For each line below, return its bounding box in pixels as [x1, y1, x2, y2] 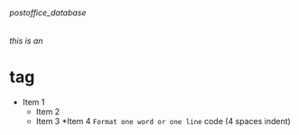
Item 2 [35, 106, 61, 117]
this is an [9, 35, 43, 46]
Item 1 [22, 96, 45, 107]
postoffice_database [9, 7, 87, 18]
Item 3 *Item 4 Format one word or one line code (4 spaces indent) [35, 115, 291, 126]
